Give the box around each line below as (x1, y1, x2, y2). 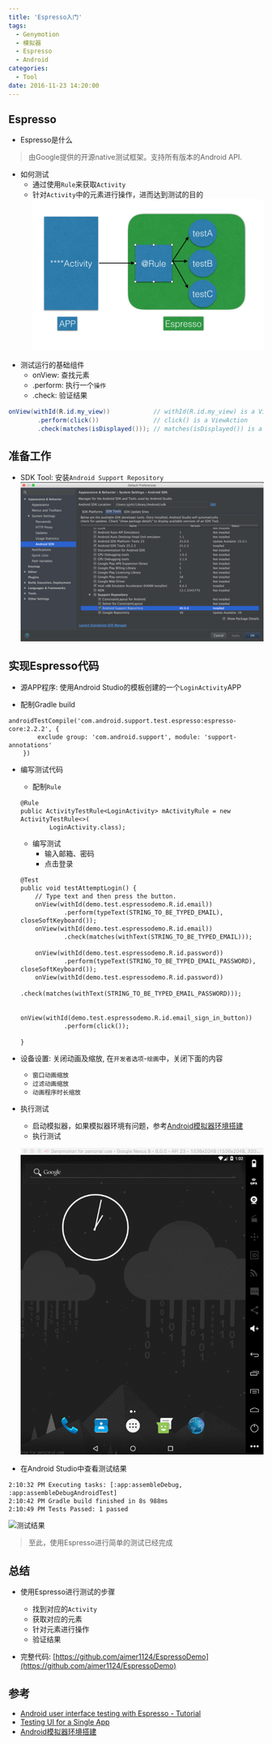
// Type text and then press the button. (35, 892, 176, 900)
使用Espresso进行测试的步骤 (19, 1587, 116, 1597)
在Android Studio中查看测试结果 (19, 1464, 127, 1474)
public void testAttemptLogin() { (19, 884, 137, 892)
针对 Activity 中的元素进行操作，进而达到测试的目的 (32, 190, 204, 200)
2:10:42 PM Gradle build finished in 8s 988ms (8, 1497, 168, 1506)
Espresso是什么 (19, 135, 73, 145)
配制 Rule (32, 781, 62, 791)
